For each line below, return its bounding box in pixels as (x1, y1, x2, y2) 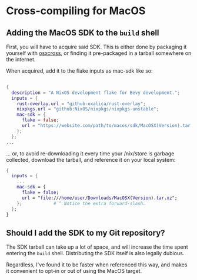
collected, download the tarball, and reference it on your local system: (6, 156, 176, 163)
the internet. (6, 56, 36, 63)
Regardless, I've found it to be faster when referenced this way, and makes (6, 261, 188, 268)
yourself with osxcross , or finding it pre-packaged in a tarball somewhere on (6, 50, 192, 57)
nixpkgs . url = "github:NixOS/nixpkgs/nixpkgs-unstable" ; (16, 106, 159, 112)
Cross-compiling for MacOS (6, 4, 146, 18)
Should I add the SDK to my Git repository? (6, 227, 166, 237)
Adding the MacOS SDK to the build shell (6, 28, 160, 38)
